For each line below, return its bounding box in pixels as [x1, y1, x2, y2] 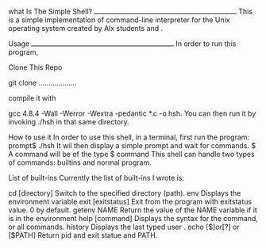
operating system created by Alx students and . [8, 24, 164, 32]
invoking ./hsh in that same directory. [8, 117, 129, 126]
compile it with [8, 93, 56, 102]
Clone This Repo [8, 63, 63, 72]
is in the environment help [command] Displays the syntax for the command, [8, 214, 258, 223]
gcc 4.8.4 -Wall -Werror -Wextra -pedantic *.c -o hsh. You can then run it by [8, 109, 256, 118]
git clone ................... [8, 78, 77, 87]
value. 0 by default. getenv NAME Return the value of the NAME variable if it [8, 205, 258, 215]
